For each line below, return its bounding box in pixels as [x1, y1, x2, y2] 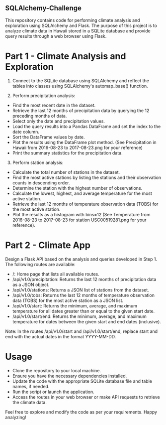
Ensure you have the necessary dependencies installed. [12, 373, 127, 379]
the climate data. [12, 399, 47, 405]
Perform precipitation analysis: [12, 92, 76, 99]
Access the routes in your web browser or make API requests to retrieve [12, 394, 160, 400]
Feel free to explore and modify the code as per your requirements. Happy [5, 409, 158, 415]
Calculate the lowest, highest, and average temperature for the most [12, 190, 153, 196]
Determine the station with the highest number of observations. [12, 185, 143, 191]
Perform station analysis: [12, 159, 64, 165]
